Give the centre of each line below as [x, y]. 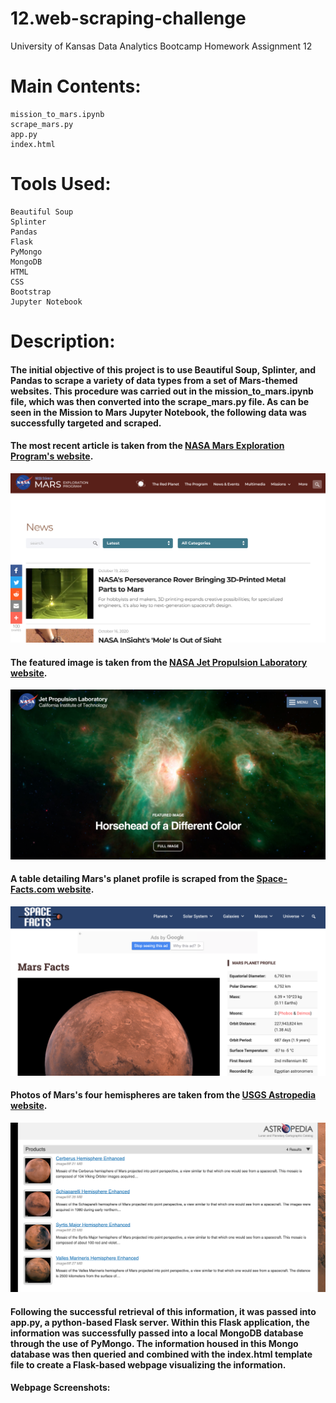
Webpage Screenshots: [60, 1388]
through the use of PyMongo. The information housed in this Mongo [154, 1343]
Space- [272, 879]
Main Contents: [76, 86]
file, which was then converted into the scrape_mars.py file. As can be [160, 401]
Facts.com [33, 889]
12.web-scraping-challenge [128, 18]
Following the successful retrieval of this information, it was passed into [163, 1311]
